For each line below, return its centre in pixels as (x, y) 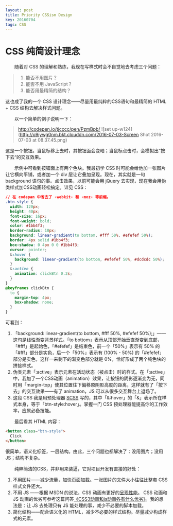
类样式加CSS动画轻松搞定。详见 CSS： (47, 187)
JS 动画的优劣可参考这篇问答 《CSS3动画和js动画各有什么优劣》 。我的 (86, 499)
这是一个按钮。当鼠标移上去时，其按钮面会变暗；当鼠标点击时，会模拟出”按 (85, 151)
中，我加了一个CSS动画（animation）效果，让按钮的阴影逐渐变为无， (86, 378)
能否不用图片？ (41, 78)
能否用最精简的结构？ (48, 91)
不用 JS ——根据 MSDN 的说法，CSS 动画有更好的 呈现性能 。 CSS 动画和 (90, 493)
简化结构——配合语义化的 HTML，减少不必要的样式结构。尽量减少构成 (88, 512)
